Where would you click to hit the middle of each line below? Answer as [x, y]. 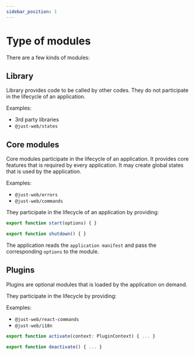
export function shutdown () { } [46, 234]
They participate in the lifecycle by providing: [62, 296]
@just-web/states [36, 126]
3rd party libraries [37, 120]
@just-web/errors [36, 195]
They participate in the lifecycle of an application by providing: [83, 212]
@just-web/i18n [34, 326]
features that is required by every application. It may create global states [95, 165]
